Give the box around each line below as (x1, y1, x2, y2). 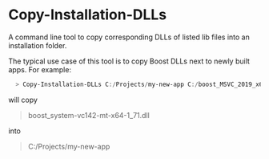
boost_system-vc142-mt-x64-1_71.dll (27, 110, 150, 120)
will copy (8, 95, 38, 104)
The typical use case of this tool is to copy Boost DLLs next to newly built (8, 56, 251, 66)
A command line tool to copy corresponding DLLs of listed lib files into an (8, 32, 250, 42)
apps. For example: (8, 64, 72, 74)
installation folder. (8, 40, 67, 50)
